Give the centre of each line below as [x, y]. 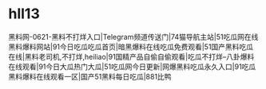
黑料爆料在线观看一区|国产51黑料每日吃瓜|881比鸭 [90, 76]
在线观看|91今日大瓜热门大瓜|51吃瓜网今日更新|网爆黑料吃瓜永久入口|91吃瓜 [132, 66]
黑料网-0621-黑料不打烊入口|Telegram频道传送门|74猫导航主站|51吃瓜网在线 [133, 37]
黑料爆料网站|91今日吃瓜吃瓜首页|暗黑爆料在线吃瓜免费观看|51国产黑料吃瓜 [131, 46]
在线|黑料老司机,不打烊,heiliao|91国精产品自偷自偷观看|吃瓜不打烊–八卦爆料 [131, 56]
